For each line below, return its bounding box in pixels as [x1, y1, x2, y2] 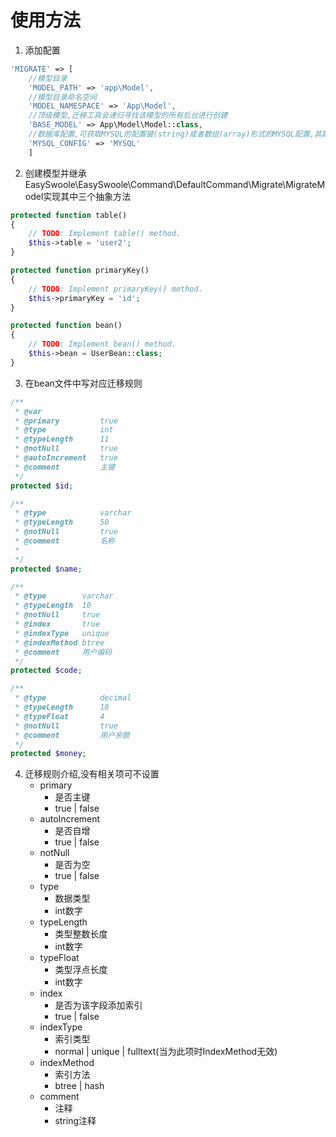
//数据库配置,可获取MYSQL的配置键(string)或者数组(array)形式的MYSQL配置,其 [28, 129, 322, 140]
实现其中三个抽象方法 [43, 190, 132, 202]
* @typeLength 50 [14, 517, 110, 528]
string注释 [54, 1115, 97, 1127]
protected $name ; [10, 564, 83, 574]
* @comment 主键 [14, 462, 115, 472]
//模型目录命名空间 [28, 92, 98, 102]
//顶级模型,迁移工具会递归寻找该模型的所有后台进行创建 [28, 111, 228, 121]
